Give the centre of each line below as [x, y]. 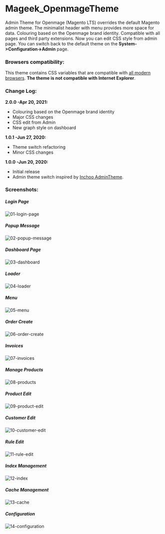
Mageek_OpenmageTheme [62, 9]
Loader [13, 273]
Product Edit [18, 394]
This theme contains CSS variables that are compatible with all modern [78, 73]
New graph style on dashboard [44, 127]
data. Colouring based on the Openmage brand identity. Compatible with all [83, 33]
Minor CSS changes [33, 152]
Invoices [14, 345]
